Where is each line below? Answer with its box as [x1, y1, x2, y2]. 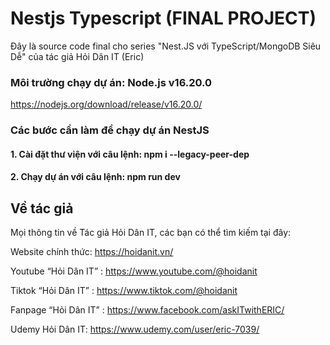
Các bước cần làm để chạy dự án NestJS [10, 123, 210, 137]
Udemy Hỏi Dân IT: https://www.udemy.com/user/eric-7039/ [10, 323, 260, 336]
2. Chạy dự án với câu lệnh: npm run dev [10, 171, 181, 183]
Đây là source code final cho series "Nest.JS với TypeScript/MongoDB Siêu [10, 40, 322, 52]
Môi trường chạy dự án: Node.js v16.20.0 [10, 75, 213, 89]
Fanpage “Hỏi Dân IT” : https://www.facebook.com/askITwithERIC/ [10, 304, 285, 316]
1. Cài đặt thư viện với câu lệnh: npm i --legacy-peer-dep [10, 148, 250, 160]
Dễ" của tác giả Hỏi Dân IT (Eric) [10, 50, 145, 62]
